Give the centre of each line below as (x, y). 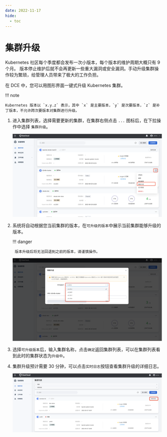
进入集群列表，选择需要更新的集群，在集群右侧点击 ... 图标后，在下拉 (84, 121)
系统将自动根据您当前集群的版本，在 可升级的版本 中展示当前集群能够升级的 (87, 226)
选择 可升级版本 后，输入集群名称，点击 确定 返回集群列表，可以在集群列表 (84, 350)
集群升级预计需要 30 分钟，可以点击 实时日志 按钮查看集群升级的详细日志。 (87, 366)
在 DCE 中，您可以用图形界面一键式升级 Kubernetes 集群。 (65, 86)
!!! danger (22, 242)
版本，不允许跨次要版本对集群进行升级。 (44, 111)
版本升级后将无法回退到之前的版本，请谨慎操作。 (57, 252)
